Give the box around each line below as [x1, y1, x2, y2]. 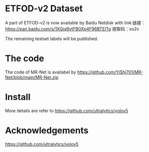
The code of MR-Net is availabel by [5, 69, 77, 75]
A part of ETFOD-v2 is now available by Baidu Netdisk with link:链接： [5, 20, 146, 25]
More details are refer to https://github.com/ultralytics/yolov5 [5, 107, 128, 113]
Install [5, 92, 31, 103]
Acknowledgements [5, 125, 89, 136]
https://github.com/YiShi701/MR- [77, 69, 143, 75]
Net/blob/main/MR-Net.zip [5, 74, 59, 80]
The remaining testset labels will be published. [5, 35, 99, 42]
